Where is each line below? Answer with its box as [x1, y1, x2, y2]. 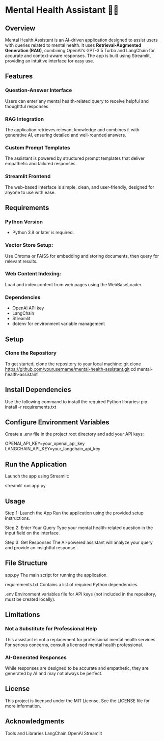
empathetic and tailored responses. [5, 161, 77, 167]
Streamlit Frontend [5, 173, 51, 180]
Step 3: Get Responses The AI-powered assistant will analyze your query [5, 539, 153, 545]
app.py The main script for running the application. [5, 572, 108, 578]
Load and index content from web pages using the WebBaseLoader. [5, 281, 143, 287]
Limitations [5, 611, 40, 619]
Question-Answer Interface [5, 87, 72, 94]
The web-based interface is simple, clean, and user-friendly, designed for [5, 184, 155, 190]
